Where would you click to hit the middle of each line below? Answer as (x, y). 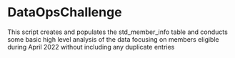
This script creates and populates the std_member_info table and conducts (118, 32)
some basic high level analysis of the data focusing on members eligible (113, 39)
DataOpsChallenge (65, 12)
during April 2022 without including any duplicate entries (91, 47)
